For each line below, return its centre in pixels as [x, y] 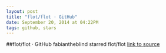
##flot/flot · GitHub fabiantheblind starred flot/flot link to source [83, 44]
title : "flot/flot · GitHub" [42, 17]
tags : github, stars [31, 28]
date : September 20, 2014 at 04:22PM [52, 22]
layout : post [22, 11]
